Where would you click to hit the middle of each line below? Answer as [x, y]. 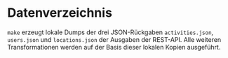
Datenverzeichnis [60, 13]
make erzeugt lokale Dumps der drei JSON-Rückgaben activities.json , [110, 32]
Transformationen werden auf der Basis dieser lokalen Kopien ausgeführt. [114, 47]
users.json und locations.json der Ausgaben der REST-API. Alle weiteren [114, 39]
